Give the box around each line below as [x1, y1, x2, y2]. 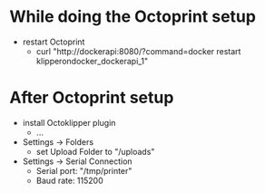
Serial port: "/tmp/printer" [35, 165, 132, 176]
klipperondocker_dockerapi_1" [35, 55, 148, 66]
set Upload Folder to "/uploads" [35, 146, 155, 157]
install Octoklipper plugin [22, 117, 116, 128]
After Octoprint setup [9, 88, 174, 108]
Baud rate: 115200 [35, 175, 104, 186]
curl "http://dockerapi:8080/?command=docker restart [35, 45, 241, 56]
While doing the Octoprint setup [9, 6, 257, 27]
